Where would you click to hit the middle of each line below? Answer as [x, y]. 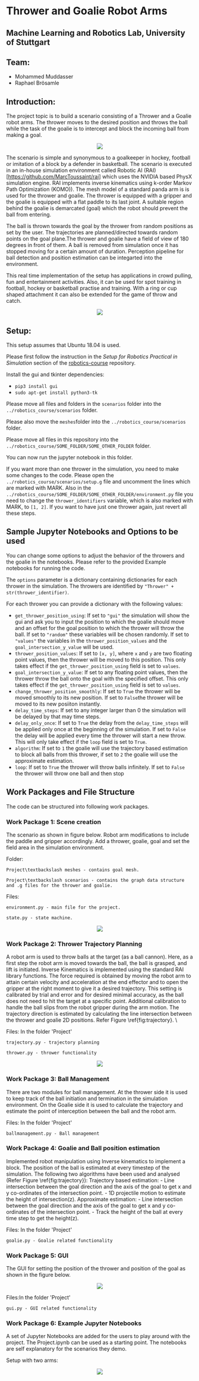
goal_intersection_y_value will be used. [64, 647]
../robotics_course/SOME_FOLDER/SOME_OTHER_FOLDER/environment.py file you [100, 494]
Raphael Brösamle [37, 83]
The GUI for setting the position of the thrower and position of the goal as [96, 1269]
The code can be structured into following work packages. [78, 806]
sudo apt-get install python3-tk [56, 393]
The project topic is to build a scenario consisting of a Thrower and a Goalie [99, 116]
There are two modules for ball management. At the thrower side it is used [97, 1092]
